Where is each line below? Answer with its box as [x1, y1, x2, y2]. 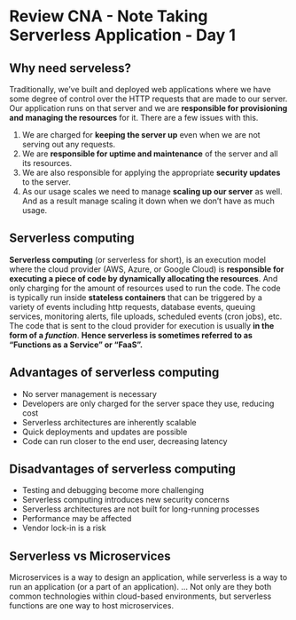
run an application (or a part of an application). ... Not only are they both [9, 582, 272, 592]
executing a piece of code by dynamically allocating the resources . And [9, 273, 278, 283]
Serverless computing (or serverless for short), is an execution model [9, 254, 266, 265]
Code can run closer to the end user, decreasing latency [21, 435, 228, 446]
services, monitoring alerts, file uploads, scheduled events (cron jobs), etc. [9, 311, 283, 322]
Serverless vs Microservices [9, 548, 171, 563]
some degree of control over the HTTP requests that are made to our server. [9, 93, 288, 104]
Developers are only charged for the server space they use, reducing [21, 398, 275, 409]
